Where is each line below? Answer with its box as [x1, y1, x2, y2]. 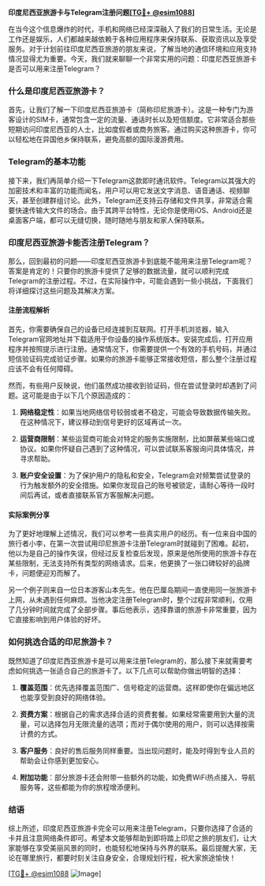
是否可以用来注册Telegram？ [8, 64, 101, 73]
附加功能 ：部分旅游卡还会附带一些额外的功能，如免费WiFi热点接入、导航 [19, 772, 256, 782]
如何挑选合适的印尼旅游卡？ [8, 636, 114, 648]
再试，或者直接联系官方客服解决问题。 [33, 490, 159, 500]
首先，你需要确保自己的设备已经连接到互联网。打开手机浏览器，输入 [8, 325, 230, 334]
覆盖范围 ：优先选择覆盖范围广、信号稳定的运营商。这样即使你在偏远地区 [19, 682, 255, 692]
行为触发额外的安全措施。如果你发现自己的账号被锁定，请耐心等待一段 [19, 481, 248, 490]
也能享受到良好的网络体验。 [19, 693, 110, 702]
